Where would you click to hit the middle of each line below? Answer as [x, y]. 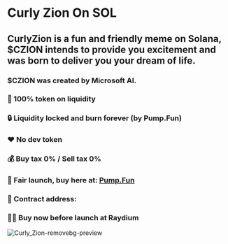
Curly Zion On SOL [62, 13]
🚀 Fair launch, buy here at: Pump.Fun [71, 180]
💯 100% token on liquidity [51, 99]
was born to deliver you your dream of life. [101, 60]
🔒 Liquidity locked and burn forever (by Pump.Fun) [94, 118]
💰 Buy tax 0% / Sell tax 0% [54, 159]
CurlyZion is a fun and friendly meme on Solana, [114, 39]
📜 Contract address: [42, 199]
